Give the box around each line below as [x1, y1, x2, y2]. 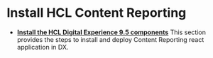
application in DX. [16, 43, 69, 51]
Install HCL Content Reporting [6, 5, 187, 21]
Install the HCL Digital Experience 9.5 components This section [16, 28, 207, 36]
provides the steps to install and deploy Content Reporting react [16, 35, 204, 43]
